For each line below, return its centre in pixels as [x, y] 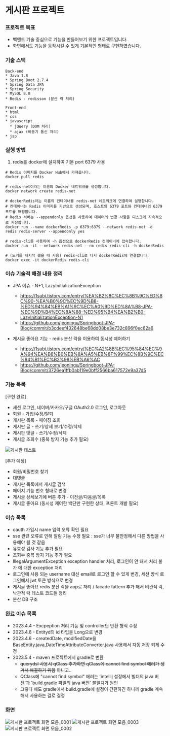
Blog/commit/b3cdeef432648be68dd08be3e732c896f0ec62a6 [87, 328]
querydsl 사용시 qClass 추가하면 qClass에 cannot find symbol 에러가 [90, 664]
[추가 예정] [16, 460]
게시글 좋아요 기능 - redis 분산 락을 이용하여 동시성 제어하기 [71, 339]
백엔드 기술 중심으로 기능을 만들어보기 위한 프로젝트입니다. [70, 40]
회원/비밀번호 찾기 [30, 471]
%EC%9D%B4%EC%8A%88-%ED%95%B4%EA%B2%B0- [83, 312]
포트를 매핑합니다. [22, 212]
